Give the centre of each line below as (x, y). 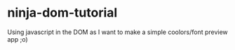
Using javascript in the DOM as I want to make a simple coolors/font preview (117, 32)
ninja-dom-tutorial (62, 13)
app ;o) (18, 39)
